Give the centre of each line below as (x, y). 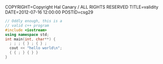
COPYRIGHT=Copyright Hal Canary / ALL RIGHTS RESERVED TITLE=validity (82, 7)
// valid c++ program (27, 25)
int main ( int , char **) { (30, 39)
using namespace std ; (27, 34)
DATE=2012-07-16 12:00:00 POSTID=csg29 (49, 12)
